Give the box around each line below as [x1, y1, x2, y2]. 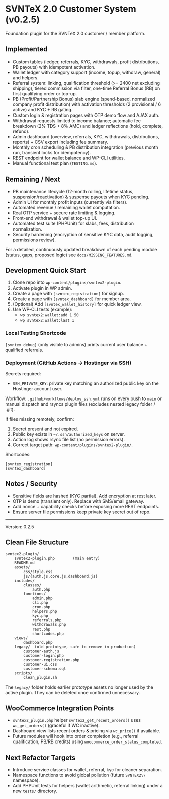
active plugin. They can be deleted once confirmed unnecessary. [5, 689, 140, 695]
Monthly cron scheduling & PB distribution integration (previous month [12, 144, 158, 150]
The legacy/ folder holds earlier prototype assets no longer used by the [5, 684, 153, 690]
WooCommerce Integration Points [5, 704, 114, 712]
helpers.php [32, 609, 57, 614]
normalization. [12, 225, 43, 232]
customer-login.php [23, 653, 64, 658]
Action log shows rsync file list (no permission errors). [12, 436, 125, 442]
